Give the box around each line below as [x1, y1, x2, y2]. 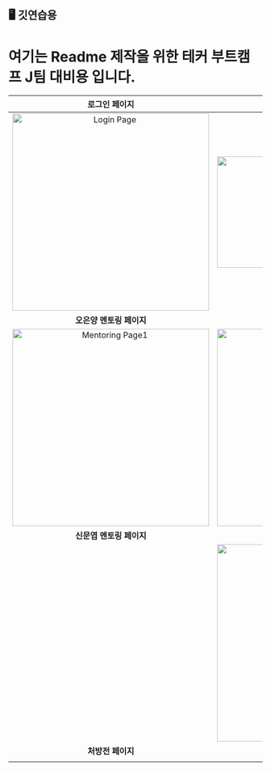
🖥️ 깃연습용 [8, 8, 57, 23]
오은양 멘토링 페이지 [75, 315, 147, 326]
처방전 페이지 [87, 746, 135, 757]
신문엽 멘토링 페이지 [75, 530, 147, 541]
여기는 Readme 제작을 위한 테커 [8, 48, 208, 66]
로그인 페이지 [87, 99, 135, 110]
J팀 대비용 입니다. [24, 68, 135, 86]
